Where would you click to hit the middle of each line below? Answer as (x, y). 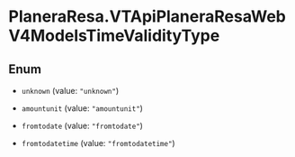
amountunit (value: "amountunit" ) (82, 108)
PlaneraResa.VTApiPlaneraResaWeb (147, 17)
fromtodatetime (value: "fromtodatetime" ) (98, 143)
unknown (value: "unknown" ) (70, 91)
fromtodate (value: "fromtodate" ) (82, 125)
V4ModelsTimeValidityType (114, 36)
